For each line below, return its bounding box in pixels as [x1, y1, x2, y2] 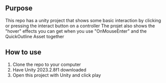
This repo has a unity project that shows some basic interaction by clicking [5, 17, 161, 23]
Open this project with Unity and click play [12, 72, 101, 78]
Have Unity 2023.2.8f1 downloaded [12, 66, 87, 72]
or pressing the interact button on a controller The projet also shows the [5, 23, 155, 29]
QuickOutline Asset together [5, 33, 64, 39]
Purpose [5, 4, 33, 13]
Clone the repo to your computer [12, 61, 81, 67]
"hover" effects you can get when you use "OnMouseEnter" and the [5, 28, 147, 34]
